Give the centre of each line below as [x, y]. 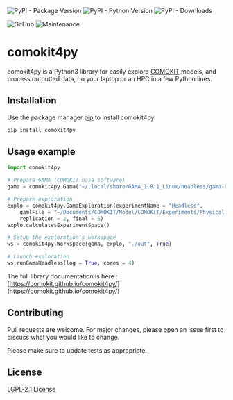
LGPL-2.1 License [32, 389]
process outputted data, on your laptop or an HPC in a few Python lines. [110, 78]
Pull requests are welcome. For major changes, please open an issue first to [115, 329]
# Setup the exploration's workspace [62, 237]
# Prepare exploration [40, 199]
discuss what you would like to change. [63, 337]
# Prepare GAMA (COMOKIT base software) [67, 181]
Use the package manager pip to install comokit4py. [81, 117]
